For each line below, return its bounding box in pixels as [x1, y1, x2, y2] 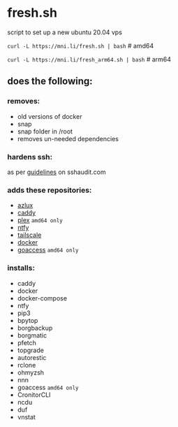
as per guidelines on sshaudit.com [7, 168, 106, 176]
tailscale [17, 231, 42, 239]
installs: [7, 263, 35, 273]
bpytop [17, 316, 38, 324]
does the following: [7, 75, 93, 87]
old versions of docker [17, 112, 82, 120]
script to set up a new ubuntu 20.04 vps [7, 28, 122, 36]
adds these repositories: [7, 185, 92, 195]
